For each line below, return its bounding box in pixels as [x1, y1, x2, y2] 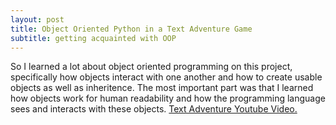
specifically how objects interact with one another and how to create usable [10, 71, 323, 83]
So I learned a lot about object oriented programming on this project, [10, 61, 293, 73]
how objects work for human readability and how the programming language [10, 92, 326, 105]
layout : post [10, 14, 65, 25]
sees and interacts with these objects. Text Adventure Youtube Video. [10, 103, 298, 115]
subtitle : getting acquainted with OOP [10, 33, 177, 43]
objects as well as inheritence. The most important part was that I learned [10, 82, 314, 94]
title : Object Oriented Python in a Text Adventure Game [10, 24, 253, 34]
